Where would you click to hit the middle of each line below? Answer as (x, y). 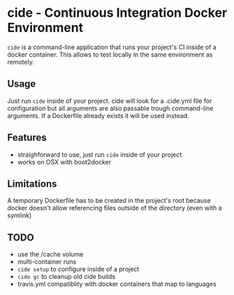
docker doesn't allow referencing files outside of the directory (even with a (115, 208)
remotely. (21, 62)
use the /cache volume (50, 254)
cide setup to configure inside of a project (78, 269)
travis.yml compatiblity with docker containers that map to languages (117, 284)
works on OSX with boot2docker (64, 161)
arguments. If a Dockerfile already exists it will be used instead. (98, 115)
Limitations (32, 184)
